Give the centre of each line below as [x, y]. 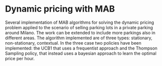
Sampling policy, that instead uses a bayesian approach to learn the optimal [81, 53]
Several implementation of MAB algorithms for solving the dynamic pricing [80, 22]
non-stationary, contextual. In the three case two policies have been [73, 43]
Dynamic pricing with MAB [60, 9]
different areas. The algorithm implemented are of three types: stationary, [79, 38]
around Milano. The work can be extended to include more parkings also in [80, 33]
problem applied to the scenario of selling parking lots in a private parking [79, 27]
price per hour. [20, 58]
